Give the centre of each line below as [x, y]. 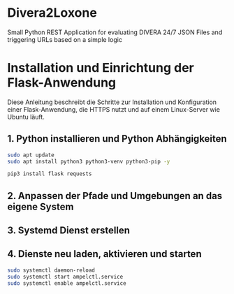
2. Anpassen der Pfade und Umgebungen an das [115, 196]
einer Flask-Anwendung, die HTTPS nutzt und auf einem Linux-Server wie [114, 109]
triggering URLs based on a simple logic [65, 39]
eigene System [41, 206]
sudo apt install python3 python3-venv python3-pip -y [89, 161]
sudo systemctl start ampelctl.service [65, 277]
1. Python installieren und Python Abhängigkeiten [117, 139]
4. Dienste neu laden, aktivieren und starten [104, 254]
